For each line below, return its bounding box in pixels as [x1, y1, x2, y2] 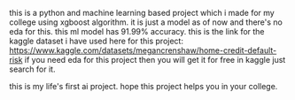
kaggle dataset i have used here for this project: [9, 35, 184, 46]
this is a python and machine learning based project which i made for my [9, 8, 275, 18]
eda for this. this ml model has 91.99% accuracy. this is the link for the [9, 27, 265, 36]
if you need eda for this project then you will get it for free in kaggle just [24, 55, 286, 65]
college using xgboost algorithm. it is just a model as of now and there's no [9, 17, 283, 27]
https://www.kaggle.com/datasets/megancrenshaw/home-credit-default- [9, 45, 277, 56]
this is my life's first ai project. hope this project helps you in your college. [9, 81, 278, 91]
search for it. [9, 64, 56, 74]
